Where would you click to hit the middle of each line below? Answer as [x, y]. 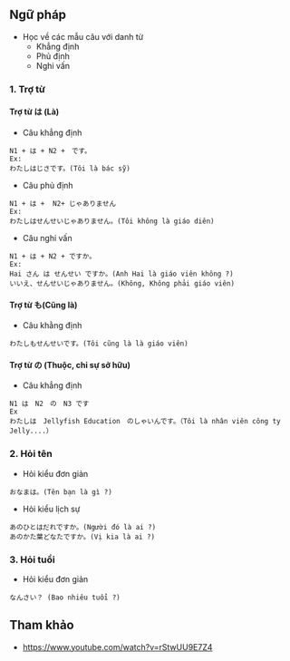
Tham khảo [42, 625]
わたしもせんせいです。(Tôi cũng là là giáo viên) [99, 344]
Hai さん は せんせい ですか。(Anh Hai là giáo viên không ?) [121, 274]
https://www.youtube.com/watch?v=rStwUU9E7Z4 [117, 646]
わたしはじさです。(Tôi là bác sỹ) [70, 168]
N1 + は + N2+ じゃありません [63, 203]
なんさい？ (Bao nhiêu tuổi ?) [65, 598]
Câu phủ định [48, 185]
